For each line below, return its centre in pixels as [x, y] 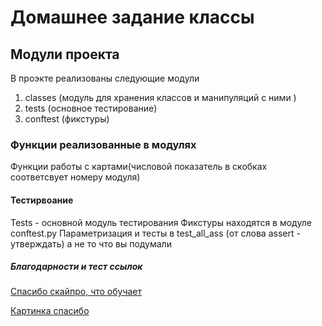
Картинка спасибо [50, 311]
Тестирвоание [42, 200]
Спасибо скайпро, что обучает [76, 292]
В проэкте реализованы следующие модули [105, 78]
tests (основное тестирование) [91, 108]
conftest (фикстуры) [67, 119]
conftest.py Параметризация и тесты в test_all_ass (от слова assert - [155, 233]
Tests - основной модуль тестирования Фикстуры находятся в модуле [161, 222]
